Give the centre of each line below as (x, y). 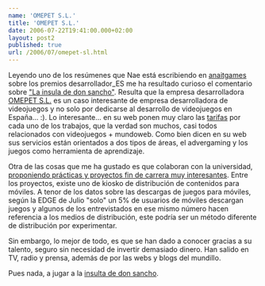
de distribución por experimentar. (63, 226)
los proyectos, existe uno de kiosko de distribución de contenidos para (124, 183)
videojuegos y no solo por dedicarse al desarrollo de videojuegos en (120, 109)
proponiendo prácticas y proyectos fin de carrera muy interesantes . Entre (128, 175)
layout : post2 (32, 38)
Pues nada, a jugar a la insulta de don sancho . (83, 273)
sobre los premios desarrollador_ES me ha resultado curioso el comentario (130, 83)
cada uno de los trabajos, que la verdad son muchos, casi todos (113, 126)
